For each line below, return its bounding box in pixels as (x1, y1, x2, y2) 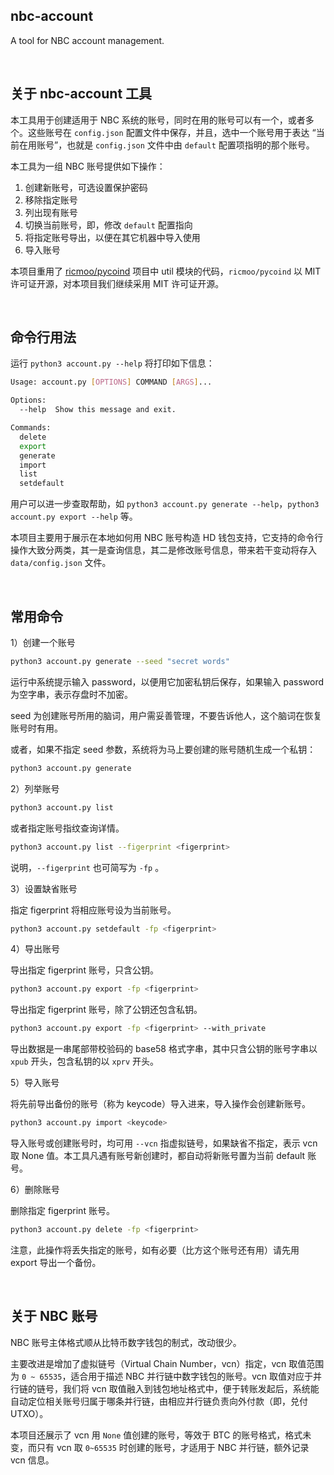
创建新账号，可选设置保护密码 (24, 181, 148, 193)
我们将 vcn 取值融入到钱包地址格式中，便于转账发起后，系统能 (62, 1382, 320, 1394)
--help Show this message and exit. (19, 405, 177, 415)
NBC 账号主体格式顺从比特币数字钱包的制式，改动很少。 (10, 1336, 242, 1348)
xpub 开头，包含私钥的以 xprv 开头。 (10, 1055, 160, 1068)
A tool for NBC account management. (10, 34, 165, 46)
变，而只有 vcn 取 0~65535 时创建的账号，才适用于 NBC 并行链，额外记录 (10, 1441, 310, 1453)
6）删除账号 (10, 1184, 60, 1195)
